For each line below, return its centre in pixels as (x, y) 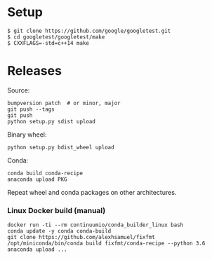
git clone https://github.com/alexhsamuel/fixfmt (81, 238)
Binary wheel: (27, 135)
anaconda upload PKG (38, 179)
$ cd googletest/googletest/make (56, 37)
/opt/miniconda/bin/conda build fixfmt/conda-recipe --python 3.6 (106, 244)
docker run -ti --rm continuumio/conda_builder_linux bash (95, 225)
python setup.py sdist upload (52, 121)
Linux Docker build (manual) (57, 210)
